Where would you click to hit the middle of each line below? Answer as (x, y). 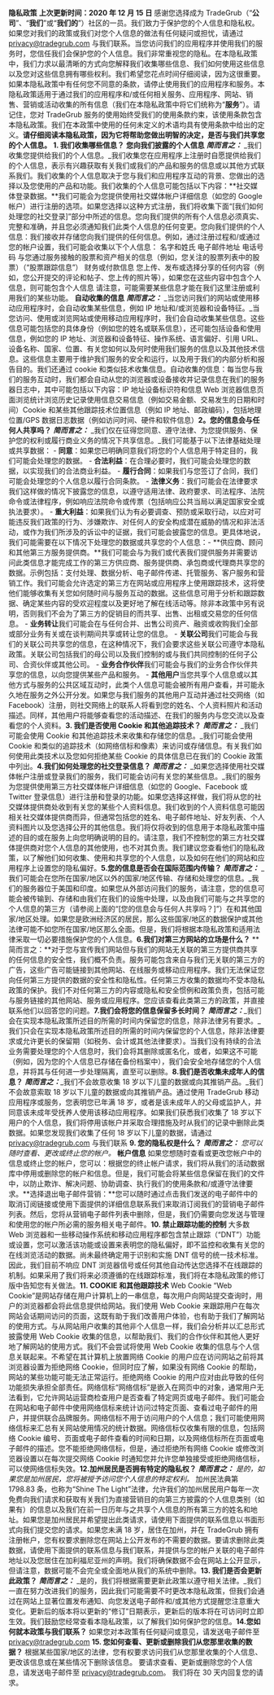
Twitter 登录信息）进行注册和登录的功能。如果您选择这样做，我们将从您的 (131, 797)
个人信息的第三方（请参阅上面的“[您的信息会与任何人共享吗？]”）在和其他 (132, 909)
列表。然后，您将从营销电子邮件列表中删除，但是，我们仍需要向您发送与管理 (137, 1214)
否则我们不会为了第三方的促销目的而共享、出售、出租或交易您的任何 (136, 613)
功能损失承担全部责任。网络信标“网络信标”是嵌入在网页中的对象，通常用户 (133, 1387)
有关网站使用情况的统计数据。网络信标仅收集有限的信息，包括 (154, 1428)
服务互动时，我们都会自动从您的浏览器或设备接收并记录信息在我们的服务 (144, 379)
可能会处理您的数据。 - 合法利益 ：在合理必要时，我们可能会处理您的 (129, 461)
